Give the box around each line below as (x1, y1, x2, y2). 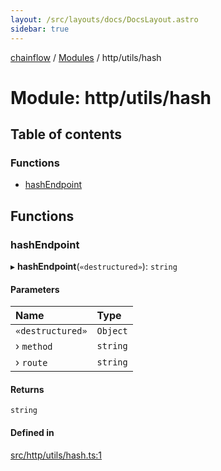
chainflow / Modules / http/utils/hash (10, 51, 162, 63)
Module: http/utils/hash (10, 86, 212, 109)
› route (15, 356, 48, 370)
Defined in (10, 427, 55, 439)
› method (15, 339, 53, 353)
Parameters (10, 283, 60, 295)
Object (96, 326, 128, 337)
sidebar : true (10, 24, 70, 34)
